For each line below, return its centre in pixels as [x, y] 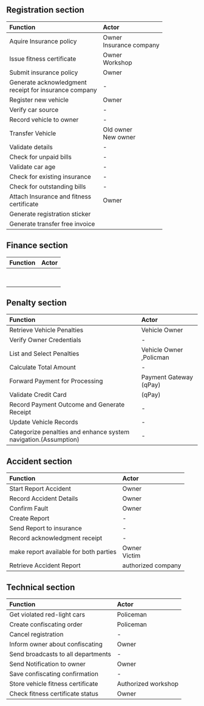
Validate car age [32, 167]
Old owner [117, 129]
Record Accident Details [44, 498]
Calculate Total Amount [42, 368]
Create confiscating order [46, 624]
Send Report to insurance [46, 528]
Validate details [31, 147]
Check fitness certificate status [54, 694]
